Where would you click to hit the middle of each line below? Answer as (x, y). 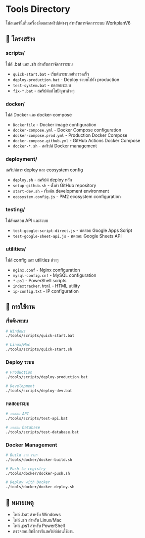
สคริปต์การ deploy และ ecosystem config (44, 170)
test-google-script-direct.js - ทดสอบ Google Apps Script (72, 230)
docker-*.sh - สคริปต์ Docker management (55, 146)
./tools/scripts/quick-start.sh (39, 349)
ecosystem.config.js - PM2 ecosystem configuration (67, 197)
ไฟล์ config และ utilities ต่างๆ (32, 260)
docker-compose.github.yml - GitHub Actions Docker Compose (76, 140)
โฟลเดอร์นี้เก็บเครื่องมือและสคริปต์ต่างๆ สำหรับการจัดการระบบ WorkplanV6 (68, 23)
